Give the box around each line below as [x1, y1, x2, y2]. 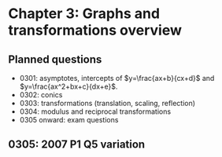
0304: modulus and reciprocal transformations [19, 107, 172, 116]
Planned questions [8, 53, 102, 66]
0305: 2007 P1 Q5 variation [8, 138, 146, 152]
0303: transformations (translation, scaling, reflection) [19, 99, 195, 108]
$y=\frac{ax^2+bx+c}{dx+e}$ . [19, 82, 118, 91]
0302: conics [19, 90, 63, 99]
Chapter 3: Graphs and [8, 5, 160, 23]
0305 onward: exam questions [19, 115, 119, 124]
